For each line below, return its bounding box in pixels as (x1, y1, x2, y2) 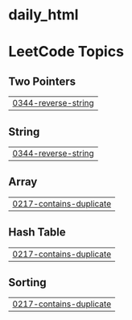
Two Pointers (8, 74, 76, 88)
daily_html (8, 6, 79, 24)
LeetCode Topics (8, 43, 125, 61)
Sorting (8, 276, 47, 289)
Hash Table (8, 226, 66, 239)
